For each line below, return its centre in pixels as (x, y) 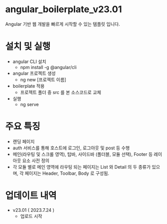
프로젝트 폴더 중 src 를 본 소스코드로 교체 (61, 92)
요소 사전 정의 (36, 161)
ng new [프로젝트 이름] (43, 79)
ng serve (29, 104)
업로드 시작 (31, 216)
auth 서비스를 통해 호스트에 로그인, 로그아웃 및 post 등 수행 (71, 148)
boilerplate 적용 (28, 86)
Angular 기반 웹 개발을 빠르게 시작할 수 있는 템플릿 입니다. (63, 24)
